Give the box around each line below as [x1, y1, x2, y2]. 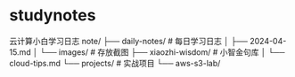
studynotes [9, 5, 96, 26]
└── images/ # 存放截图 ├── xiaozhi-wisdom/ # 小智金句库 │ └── [39, 46, 285, 58]
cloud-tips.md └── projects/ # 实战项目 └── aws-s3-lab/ [9, 58, 221, 68]
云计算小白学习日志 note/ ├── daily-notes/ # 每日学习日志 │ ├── [9, 35, 248, 46]
